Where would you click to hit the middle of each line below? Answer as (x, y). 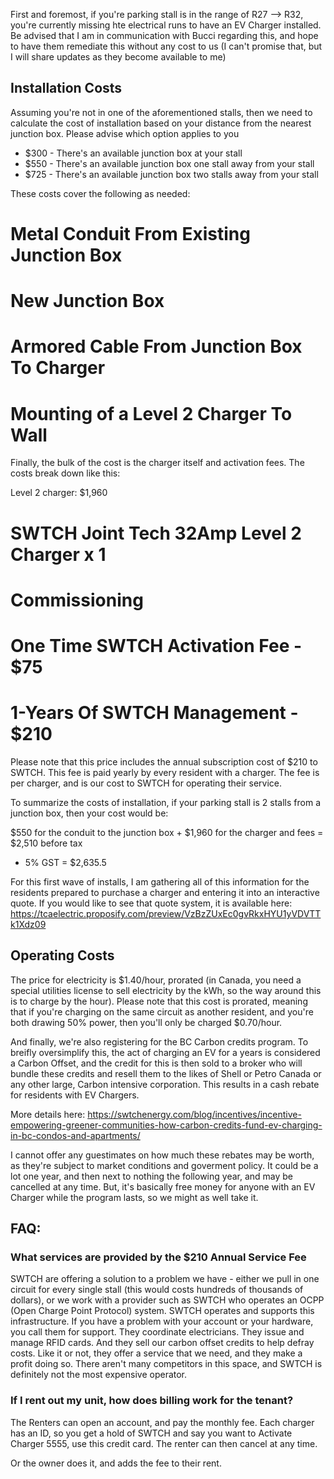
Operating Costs (62, 955)
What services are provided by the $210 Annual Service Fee (158, 1257)
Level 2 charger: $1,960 (59, 493)
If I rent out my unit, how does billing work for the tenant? (152, 1401)
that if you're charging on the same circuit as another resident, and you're (162, 1011)
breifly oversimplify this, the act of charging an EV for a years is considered (165, 1052)
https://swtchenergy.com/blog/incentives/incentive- (194, 1114)
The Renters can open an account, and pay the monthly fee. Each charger (162, 1422)
